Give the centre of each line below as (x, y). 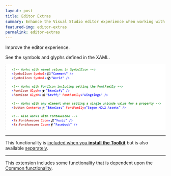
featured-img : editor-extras (36, 27)
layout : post (19, 11)
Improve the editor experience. (38, 47)
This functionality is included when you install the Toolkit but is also (77, 142)
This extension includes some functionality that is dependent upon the (79, 163)
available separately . (27, 148)
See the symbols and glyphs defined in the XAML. (58, 57)
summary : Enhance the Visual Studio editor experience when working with (85, 21)
